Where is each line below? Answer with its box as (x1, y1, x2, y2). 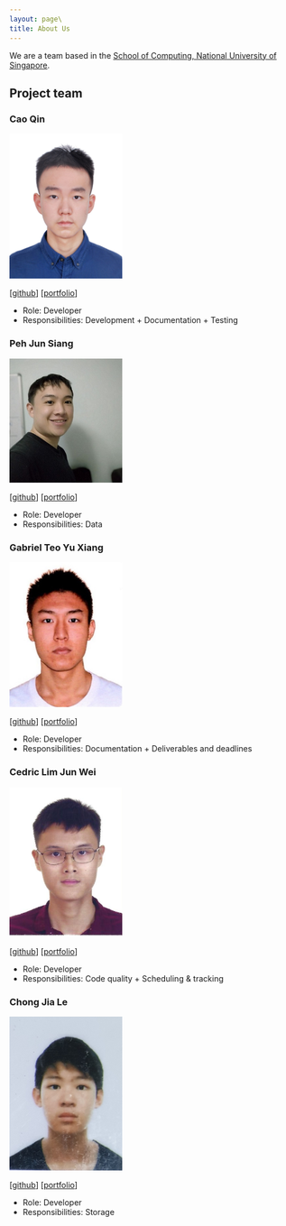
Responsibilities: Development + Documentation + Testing (22, 315, 239, 326)
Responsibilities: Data (22, 519, 103, 530)
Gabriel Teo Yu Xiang (9, 541, 104, 554)
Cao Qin (9, 113, 45, 125)
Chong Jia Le (9, 996, 69, 1009)
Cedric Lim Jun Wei (9, 766, 97, 779)
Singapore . (9, 60, 51, 70)
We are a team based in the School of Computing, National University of (9, 50, 277, 60)
